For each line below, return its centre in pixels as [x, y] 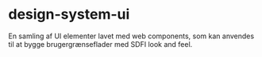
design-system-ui [69, 14]
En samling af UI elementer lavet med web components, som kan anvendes [131, 36]
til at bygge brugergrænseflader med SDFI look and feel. [100, 44]
